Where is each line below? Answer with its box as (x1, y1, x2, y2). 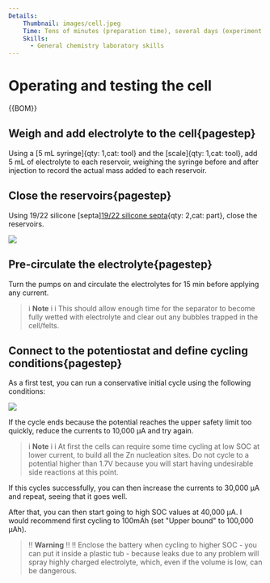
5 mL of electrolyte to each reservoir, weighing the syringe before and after (8, 157, 259, 167)
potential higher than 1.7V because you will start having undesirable (27, 458, 254, 469)
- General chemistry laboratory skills (29, 42, 164, 50)
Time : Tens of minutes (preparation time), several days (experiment (23, 27, 263, 35)
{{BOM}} (8, 104, 38, 113)
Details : (8, 11, 38, 20)
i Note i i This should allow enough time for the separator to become (27, 303, 255, 313)
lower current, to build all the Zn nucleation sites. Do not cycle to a (27, 450, 249, 460)
